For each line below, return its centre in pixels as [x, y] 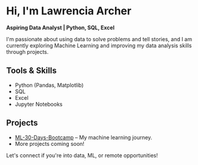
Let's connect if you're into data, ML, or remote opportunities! [82, 155]
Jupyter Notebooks [39, 104]
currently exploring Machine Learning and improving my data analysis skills [99, 45]
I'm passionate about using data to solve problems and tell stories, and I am [99, 39]
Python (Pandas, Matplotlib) [49, 85]
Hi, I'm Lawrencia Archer [69, 11]
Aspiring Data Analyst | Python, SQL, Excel [60, 27]
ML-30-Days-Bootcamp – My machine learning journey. [83, 137]
